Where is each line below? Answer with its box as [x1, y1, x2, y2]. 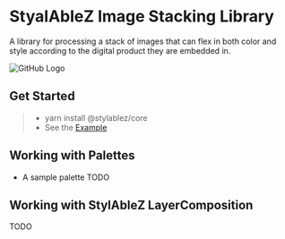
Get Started [9, 89, 75, 104]
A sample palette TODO [22, 172, 110, 183]
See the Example [44, 122, 108, 132]
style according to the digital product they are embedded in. [9, 45, 231, 55]
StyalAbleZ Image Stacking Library [9, 6, 275, 27]
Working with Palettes [9, 148, 135, 163]
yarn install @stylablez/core [44, 112, 148, 123]
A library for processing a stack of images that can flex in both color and [9, 36, 277, 47]
